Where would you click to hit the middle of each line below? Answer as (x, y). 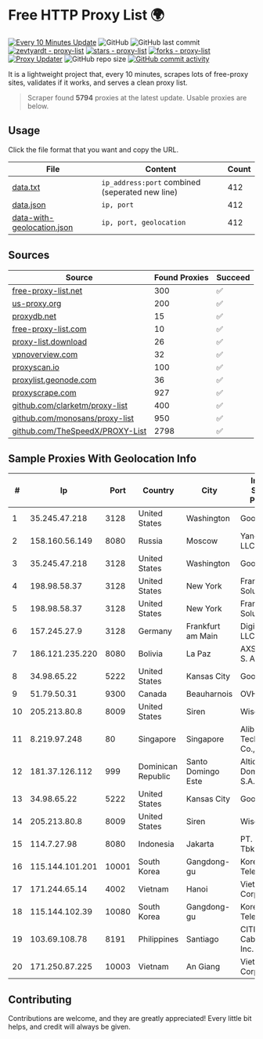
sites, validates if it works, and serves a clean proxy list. (98, 82)
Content (161, 169)
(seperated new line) (140, 191)
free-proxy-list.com (50, 329)
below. (38, 106)
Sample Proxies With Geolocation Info (103, 459)
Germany (155, 631)
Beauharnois (210, 694)
